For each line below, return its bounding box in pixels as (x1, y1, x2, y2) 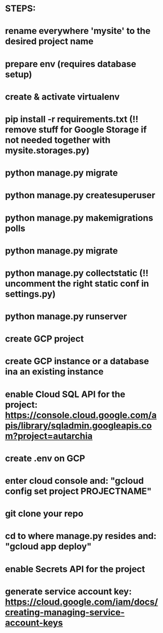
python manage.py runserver (5, 311, 127, 322)
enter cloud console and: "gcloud (5, 475, 144, 486)
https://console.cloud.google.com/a (5, 409, 157, 421)
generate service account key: (5, 586, 132, 597)
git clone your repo (5, 508, 84, 519)
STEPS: (5, 3, 36, 14)
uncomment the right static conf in (5, 278, 149, 289)
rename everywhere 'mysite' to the (5, 26, 151, 37)
